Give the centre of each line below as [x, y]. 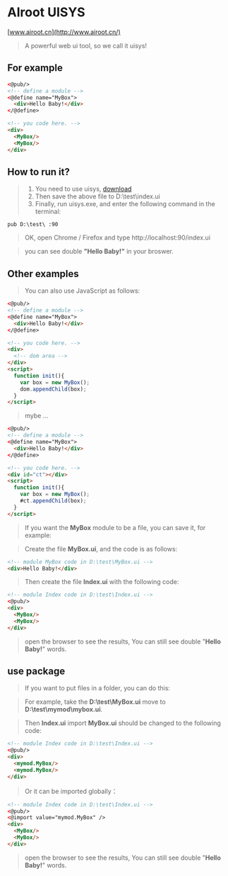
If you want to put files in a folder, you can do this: [97, 688]
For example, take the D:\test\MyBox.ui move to [95, 702]
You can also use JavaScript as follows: [82, 291]
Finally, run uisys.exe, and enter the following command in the [125, 204]
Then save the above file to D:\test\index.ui [97, 196]
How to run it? [39, 172]
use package [36, 672]
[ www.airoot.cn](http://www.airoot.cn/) [64, 32]
